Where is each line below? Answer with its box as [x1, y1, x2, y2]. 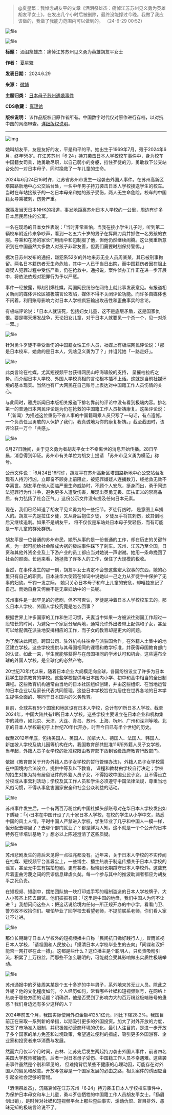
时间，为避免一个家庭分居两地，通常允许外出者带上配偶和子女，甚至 [23, 621, 167, 626]
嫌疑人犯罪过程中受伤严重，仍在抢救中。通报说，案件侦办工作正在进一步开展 [5, 267, 167, 273]
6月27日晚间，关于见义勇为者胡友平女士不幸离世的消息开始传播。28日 [5, 446, 154, 452]
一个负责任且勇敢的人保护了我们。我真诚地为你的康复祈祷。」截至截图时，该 [5, 419, 165, 424]
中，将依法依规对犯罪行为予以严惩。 [5, 273, 82, 280]
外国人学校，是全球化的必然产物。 [14, 657, 86, 663]
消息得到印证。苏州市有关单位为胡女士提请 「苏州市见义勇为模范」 [14, 452, 155, 458]
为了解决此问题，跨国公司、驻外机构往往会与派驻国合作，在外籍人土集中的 [5, 638, 162, 644]
